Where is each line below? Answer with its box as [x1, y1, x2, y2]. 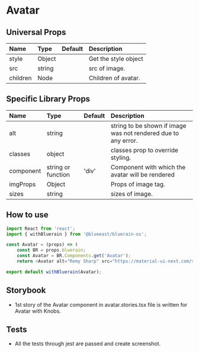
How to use [6, 210, 49, 220]
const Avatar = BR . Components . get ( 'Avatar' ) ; [17, 253, 131, 259]
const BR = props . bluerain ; [17, 247, 86, 253]
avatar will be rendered [110, 170, 175, 178]
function [46, 170, 70, 178]
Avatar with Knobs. [14, 307, 61, 315]
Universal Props [6, 27, 66, 37]
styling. [110, 153, 131, 162]
